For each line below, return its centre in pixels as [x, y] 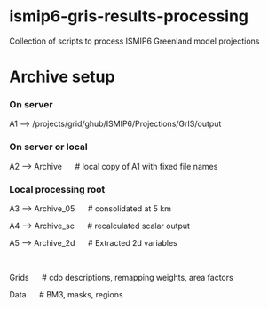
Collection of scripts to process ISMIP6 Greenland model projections [134, 41]
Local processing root [57, 189]
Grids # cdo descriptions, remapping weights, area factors [121, 278]
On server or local [49, 147]
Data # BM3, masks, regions [66, 295]
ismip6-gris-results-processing [129, 16]
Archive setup [62, 77]
